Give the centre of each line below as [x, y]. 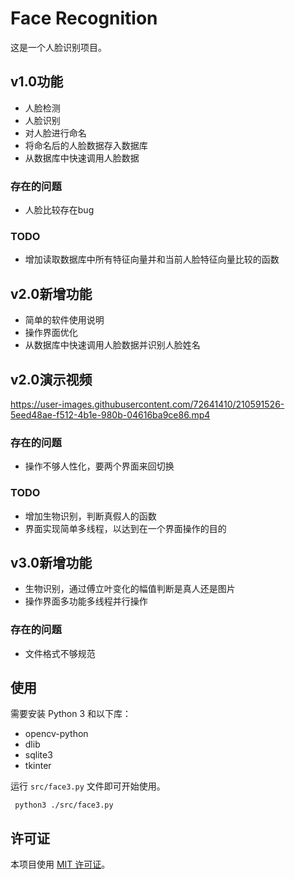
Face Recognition [84, 18]
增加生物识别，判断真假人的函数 [90, 516]
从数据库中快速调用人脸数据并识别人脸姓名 [112, 345]
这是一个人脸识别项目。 [58, 47]
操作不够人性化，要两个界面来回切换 [99, 466]
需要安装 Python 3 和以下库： [71, 714]
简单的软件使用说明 [64, 320]
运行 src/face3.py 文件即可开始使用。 [88, 786]
